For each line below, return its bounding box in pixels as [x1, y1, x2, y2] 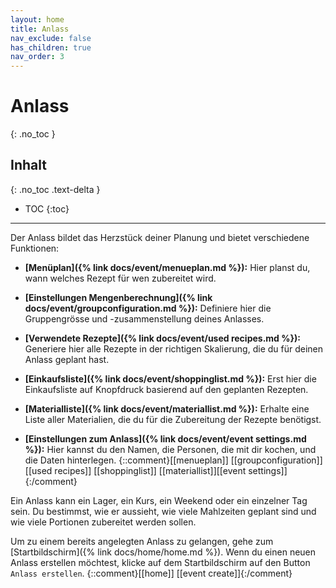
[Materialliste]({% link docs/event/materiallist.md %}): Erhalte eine [24, 402, 310, 415]
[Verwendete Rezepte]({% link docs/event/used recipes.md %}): [24, 332, 301, 344]
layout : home [10, 14, 65, 25]
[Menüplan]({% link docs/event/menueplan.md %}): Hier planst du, [24, 261, 311, 273]
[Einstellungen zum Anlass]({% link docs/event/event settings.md [24, 432, 307, 445]
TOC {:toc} [24, 202, 70, 215]
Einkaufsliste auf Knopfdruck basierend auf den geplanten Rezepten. [24, 383, 309, 395]
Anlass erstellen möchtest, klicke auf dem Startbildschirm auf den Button [10, 556, 311, 568]
